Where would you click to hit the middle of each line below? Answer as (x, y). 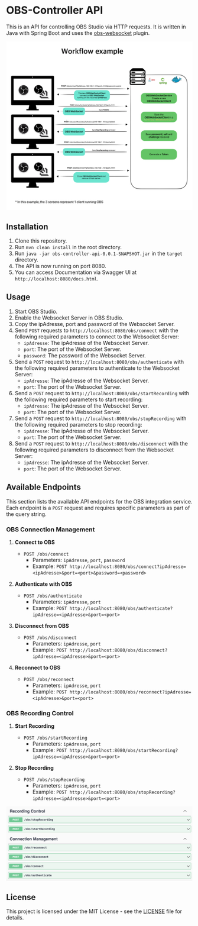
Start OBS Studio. (36, 311)
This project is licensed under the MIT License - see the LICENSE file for (94, 911)
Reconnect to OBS (38, 667)
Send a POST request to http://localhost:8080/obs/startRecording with (102, 393)
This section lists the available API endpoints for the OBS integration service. (99, 501)
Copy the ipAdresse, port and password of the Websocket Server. (95, 324)
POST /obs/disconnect (50, 638)
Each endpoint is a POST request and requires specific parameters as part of (98, 508)
